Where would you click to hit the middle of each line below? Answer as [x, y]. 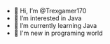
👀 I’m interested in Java [48, 18]
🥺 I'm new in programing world [58, 33]
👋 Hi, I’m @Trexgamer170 [50, 11]
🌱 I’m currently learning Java [55, 25]
